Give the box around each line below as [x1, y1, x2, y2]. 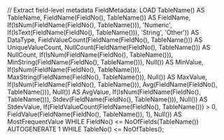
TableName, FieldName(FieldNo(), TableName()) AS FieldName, [7, 13, 191, 22]
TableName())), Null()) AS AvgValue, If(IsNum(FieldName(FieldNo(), [7, 87, 202, 96]
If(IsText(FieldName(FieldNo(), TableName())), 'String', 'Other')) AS [7, 28, 199, 36]
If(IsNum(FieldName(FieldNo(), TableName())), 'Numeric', [7, 21, 173, 29]
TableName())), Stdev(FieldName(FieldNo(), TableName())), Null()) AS [7, 95, 208, 104]
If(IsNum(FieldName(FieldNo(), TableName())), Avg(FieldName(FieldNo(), [7, 80, 218, 88]
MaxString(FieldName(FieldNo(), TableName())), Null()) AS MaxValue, [7, 73, 208, 81]
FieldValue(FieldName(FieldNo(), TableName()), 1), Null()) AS [7, 110, 182, 118]
